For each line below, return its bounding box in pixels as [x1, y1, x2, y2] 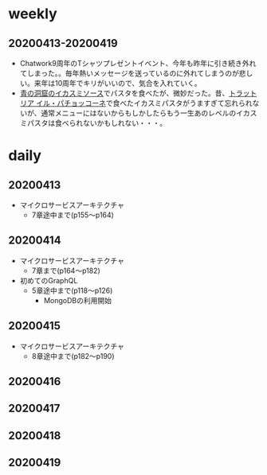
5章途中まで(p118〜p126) [31, 286, 113, 295]
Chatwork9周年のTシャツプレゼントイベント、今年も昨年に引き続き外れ [19, 59, 257, 68]
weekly [8, 5, 57, 23]
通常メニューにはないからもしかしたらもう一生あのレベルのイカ [41, 108, 251, 118]
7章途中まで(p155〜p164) [31, 210, 114, 220]
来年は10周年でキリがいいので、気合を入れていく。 [33, 79, 202, 88]
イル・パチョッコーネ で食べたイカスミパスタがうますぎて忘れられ [35, 99, 253, 107]
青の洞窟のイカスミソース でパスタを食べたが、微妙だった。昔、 [19, 88, 230, 98]
